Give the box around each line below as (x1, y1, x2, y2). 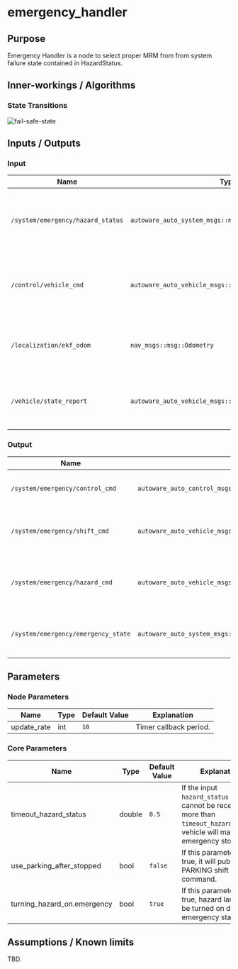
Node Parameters (7, 692, 69, 702)
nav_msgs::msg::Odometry (130, 341, 214, 350)
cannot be (181, 800, 215, 810)
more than (181, 809, 216, 819)
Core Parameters (7, 743, 67, 753)
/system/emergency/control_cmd (11, 484, 117, 492)
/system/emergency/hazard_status (11, 216, 124, 224)
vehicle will (181, 827, 219, 837)
